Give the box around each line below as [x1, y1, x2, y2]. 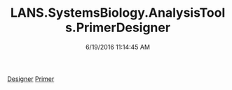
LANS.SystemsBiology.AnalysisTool [10, 5, 226, 21]
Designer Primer [7, 75, 55, 83]
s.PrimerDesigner [65, 20, 170, 36]
